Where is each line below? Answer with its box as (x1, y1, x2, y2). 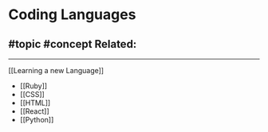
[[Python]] (19, 115, 54, 124)
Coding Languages (8, 6, 136, 24)
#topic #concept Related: (8, 37, 137, 51)
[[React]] (19, 107, 49, 116)
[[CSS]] (19, 90, 45, 99)
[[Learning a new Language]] (8, 66, 104, 75)
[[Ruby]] (19, 81, 48, 91)
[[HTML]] (19, 98, 51, 107)
